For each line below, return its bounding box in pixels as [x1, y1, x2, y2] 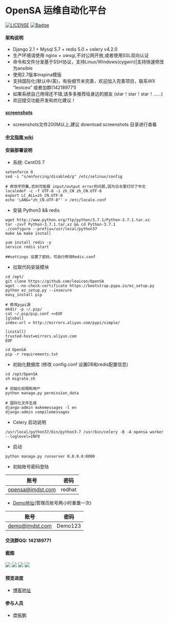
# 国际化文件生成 [5, 400, 37, 406]
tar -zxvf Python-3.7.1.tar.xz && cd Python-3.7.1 [5, 222, 116, 227]
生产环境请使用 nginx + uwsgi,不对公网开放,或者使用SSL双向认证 [12, 52, 150, 59]
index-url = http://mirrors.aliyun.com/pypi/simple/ [5, 320, 120, 325]
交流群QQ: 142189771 [5, 537, 51, 543]
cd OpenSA [5, 347, 27, 353]
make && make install [5, 231, 52, 236]
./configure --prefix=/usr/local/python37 [5, 227, 97, 232]
